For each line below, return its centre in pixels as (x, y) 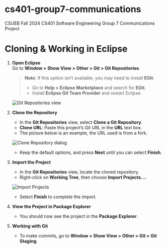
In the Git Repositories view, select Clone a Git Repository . (81, 122)
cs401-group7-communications (73, 9)
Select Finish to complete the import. (58, 197)
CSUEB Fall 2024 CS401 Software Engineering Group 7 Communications (80, 23)
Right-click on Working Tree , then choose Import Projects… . (83, 177)
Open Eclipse (26, 63)
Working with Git (30, 226)
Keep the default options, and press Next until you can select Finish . (91, 152)
